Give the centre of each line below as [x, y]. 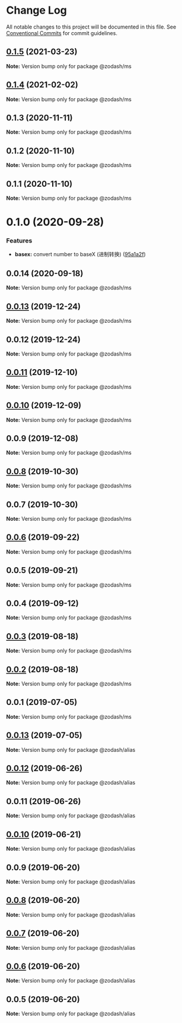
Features [19, 241]
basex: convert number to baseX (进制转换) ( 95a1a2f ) [80, 254]
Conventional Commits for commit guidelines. [62, 33]
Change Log [36, 10]
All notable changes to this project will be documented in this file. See [91, 27]
